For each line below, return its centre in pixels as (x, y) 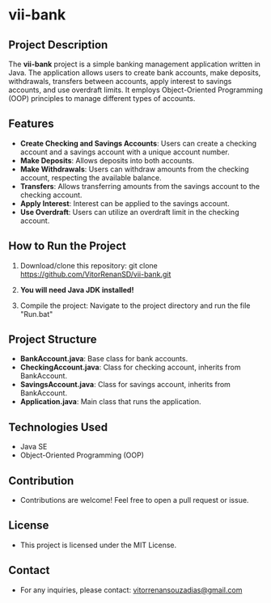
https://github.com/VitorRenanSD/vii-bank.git (95, 274)
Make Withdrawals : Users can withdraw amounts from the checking (134, 169)
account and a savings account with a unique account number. (125, 152)
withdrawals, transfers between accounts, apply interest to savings (120, 81)
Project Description (58, 45)
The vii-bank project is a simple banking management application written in (135, 64)
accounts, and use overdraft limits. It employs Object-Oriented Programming (135, 90)
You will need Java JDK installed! (77, 289)
